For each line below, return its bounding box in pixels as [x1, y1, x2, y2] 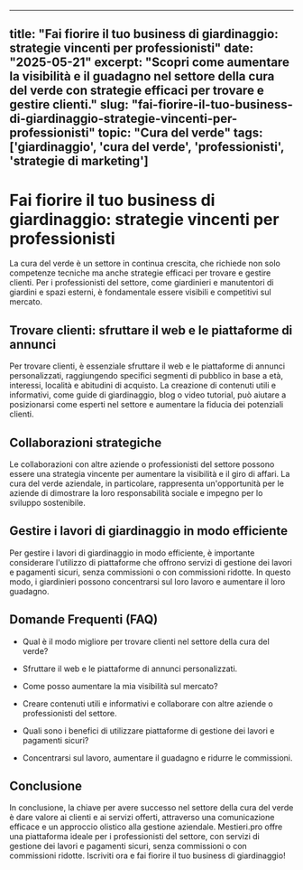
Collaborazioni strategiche [9, 435, 162, 450]
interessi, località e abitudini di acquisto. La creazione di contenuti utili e [9, 380, 277, 391]
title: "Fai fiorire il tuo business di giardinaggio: [9, 26, 279, 42]
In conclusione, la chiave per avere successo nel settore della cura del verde [9, 802, 294, 813]
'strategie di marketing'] [9, 154, 149, 169]
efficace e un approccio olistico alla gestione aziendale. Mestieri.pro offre [9, 821, 283, 832]
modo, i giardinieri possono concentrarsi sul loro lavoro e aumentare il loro [9, 575, 286, 587]
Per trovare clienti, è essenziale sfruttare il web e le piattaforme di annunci [9, 360, 286, 371]
